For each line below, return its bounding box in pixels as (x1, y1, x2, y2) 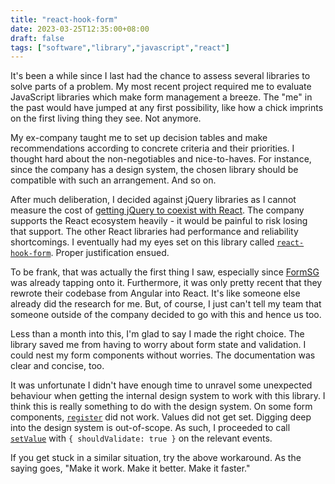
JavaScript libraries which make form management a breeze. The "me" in (10, 91, 313, 103)
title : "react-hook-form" (10, 14, 118, 25)
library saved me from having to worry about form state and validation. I (10, 339, 307, 351)
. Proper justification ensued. (50, 247, 170, 259)
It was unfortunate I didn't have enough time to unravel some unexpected (10, 379, 313, 391)
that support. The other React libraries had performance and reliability (10, 226, 299, 238)
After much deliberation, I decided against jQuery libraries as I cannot (10, 194, 297, 206)
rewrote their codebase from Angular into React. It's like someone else (10, 287, 301, 300)
